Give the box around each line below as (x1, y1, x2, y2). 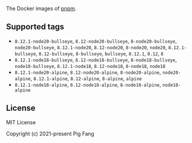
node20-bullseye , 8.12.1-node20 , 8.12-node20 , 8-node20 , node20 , (14, 43, 167, 50)
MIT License (6, 118, 36, 125)
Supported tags (6, 22, 64, 32)
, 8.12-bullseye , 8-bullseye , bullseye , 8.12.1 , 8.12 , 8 (36, 50, 164, 57)
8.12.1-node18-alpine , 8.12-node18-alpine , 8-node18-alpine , (14, 81, 162, 88)
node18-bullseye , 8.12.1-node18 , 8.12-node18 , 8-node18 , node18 (14, 62, 166, 69)
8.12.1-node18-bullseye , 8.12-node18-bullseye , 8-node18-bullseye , (14, 56, 177, 63)
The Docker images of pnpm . (6, 5, 77, 12)
